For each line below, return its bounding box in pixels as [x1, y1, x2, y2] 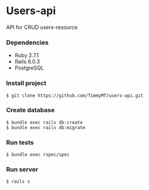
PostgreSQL [14, 64, 44, 71]
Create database [6, 106, 55, 114]
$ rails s [6, 179, 31, 185]
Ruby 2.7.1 [14, 52, 39, 59]
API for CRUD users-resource [6, 24, 78, 31]
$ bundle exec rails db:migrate [6, 125, 85, 130]
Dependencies [6, 38, 49, 47]
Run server [6, 165, 38, 173]
